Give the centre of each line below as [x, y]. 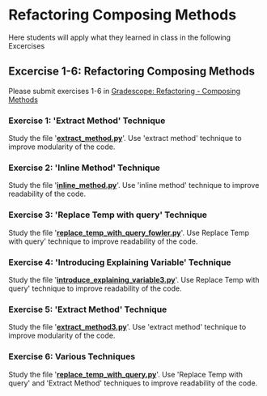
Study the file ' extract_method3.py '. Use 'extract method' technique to [127, 327]
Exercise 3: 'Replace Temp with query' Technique [108, 215]
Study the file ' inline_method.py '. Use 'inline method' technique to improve [134, 185]
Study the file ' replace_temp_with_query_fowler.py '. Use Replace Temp [129, 232]
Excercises [27, 45]
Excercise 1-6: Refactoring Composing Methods [131, 72]
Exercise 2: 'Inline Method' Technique [84, 168]
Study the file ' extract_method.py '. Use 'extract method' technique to [125, 138]
